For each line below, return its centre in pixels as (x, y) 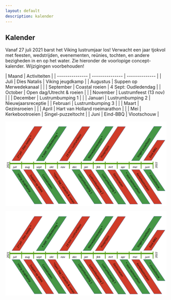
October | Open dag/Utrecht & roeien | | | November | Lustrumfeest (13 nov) (85, 93)
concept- (141, 61)
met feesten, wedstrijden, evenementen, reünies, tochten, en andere (78, 55)
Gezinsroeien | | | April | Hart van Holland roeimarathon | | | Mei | (73, 109)
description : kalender (29, 16)
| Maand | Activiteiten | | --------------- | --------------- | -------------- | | (83, 76)
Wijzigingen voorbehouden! (55, 66)
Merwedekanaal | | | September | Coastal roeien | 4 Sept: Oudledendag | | (83, 87)
